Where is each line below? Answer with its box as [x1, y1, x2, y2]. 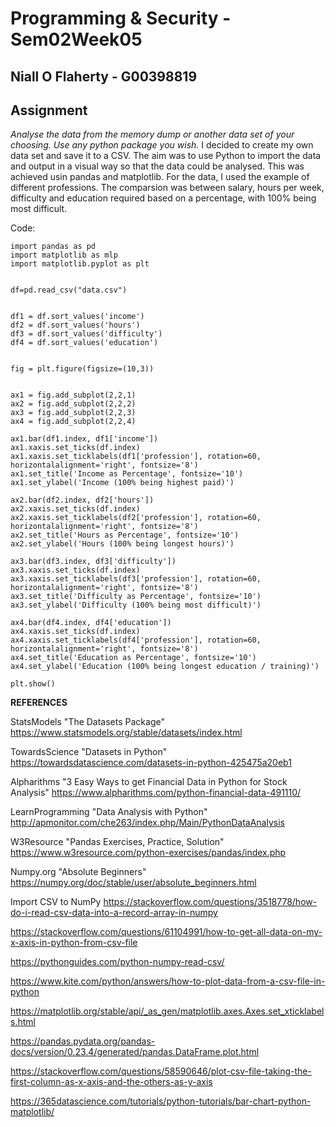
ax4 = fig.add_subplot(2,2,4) [10, 417, 137, 427]
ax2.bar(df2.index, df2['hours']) [10, 495, 155, 506]
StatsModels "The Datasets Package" [10, 716, 165, 728]
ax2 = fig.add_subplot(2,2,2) [10, 399, 137, 409]
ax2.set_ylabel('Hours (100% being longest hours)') [10, 539, 235, 549]
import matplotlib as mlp [10, 250, 118, 261]
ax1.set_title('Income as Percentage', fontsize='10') [10, 469, 244, 479]
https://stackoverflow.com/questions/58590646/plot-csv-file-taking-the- [10, 1065, 312, 1077]
